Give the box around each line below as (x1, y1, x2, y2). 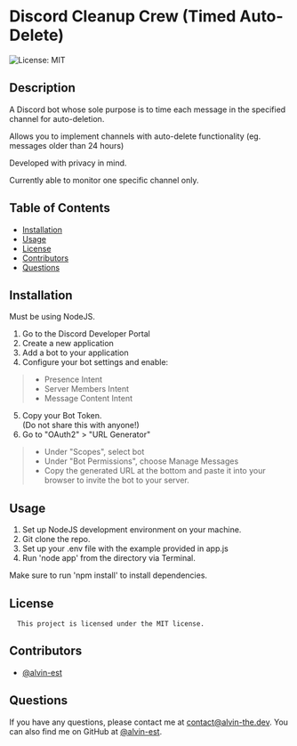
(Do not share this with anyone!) (21, 420, 140, 431)
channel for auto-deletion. (9, 113, 105, 124)
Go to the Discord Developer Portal (21, 328, 151, 339)
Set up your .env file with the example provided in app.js (21, 543, 229, 554)
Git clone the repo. (21, 534, 91, 545)
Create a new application (21, 338, 114, 349)
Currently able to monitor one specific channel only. (9, 174, 199, 185)
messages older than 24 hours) (9, 140, 124, 150)
